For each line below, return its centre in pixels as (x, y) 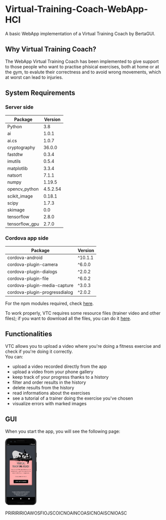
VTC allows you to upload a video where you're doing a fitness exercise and (83, 346)
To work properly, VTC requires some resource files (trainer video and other (83, 313)
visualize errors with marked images (49, 403)
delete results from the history (43, 387)
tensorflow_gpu (23, 224)
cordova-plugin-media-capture (40, 285)
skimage (16, 210)
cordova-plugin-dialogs (32, 271)
